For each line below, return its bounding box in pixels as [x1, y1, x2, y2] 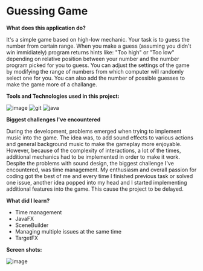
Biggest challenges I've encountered [6, 116, 101, 123]
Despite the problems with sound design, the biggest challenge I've [6, 159, 174, 167]
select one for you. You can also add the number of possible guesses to [6, 74, 185, 81]
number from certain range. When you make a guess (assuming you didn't [6, 42, 192, 49]
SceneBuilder [14, 222, 49, 229]
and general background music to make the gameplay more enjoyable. [6, 140, 182, 147]
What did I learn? [6, 197, 50, 204]
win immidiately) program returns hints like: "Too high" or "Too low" [6, 48, 175, 56]
